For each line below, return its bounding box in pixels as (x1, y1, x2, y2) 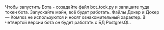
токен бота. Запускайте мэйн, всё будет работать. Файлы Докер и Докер (5, 9, 160, 15)
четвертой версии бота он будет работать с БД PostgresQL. (5, 19, 131, 25)
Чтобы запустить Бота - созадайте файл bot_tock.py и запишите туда (5, 4, 150, 10)
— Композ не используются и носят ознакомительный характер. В (5, 15, 146, 20)
